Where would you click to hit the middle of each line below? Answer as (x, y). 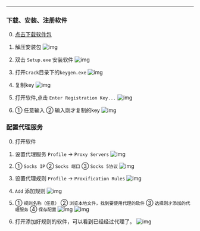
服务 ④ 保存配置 (38, 209)
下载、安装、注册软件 (37, 20)
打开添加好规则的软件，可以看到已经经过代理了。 (75, 221)
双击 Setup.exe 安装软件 (44, 60)
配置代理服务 (25, 127)
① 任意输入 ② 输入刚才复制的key (57, 110)
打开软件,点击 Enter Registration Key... (65, 98)
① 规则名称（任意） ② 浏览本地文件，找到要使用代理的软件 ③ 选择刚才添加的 (100, 202)
